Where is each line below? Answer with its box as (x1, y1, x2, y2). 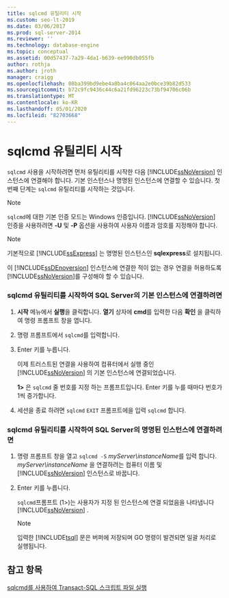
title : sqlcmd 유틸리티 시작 (7, 10, 82, 17)
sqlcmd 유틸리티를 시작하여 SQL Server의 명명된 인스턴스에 (7, 425, 195, 434)
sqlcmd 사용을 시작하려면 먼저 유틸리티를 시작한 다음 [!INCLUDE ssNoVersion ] (7, 167, 215, 175)
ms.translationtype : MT (7, 93, 75, 100)
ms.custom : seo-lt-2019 (7, 16, 75, 23)
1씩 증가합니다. (16, 391, 57, 399)
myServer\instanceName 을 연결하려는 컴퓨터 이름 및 (16, 460, 163, 469)
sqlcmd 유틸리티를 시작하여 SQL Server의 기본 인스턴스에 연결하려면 (7, 290, 222, 300)
